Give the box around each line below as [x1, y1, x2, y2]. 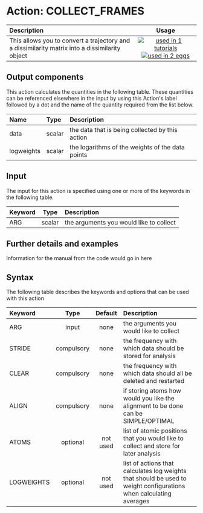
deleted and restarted [123, 377, 185, 385]
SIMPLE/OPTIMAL [123, 417, 175, 425]
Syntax [6, 272, 34, 283]
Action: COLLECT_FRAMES [6, 4, 145, 18]
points [69, 150, 88, 158]
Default [95, 309, 118, 318]
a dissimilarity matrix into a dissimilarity [9, 44, 121, 52]
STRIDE [9, 344, 31, 353]
